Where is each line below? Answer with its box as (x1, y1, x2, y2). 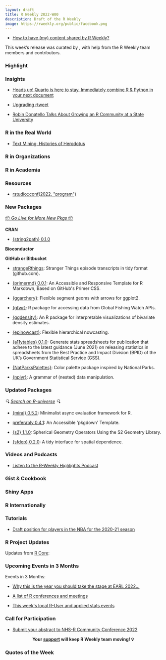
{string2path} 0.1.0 (12, 236, 51, 242)
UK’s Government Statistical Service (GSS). (12, 355, 101, 361)
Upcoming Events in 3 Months (5, 562, 79, 569)
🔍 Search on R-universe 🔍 (5, 398, 61, 404)
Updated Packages (5, 387, 52, 394)
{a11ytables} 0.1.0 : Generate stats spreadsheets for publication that (12, 339, 149, 345)
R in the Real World (5, 129, 52, 136)
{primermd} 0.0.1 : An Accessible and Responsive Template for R (12, 280, 143, 286)
